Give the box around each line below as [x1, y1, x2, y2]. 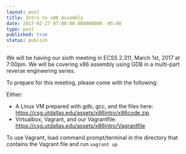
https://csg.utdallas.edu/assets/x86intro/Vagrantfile [15, 122, 146, 129]
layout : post [6, 9, 40, 15]
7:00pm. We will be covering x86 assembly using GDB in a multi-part [6, 61, 180, 68]
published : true [6, 32, 48, 38]
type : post [6, 26, 34, 32]
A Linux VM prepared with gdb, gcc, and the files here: [15, 103, 154, 110]
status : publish [6, 37, 48, 43]
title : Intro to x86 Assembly [6, 15, 84, 21]
